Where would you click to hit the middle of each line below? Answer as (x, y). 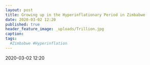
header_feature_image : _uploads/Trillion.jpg (55, 29)
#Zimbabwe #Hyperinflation (39, 44)
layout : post (19, 10)
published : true (23, 24)
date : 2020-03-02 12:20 (31, 19)
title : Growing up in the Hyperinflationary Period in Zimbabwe (75, 15)
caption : (15, 34)
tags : (11, 39)
